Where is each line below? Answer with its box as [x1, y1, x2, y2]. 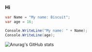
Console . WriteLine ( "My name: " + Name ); [5, 28, 88, 33]
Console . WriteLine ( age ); [5, 33, 55, 37]
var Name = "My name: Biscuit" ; [5, 15, 70, 20]
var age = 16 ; [5, 19, 34, 24]
